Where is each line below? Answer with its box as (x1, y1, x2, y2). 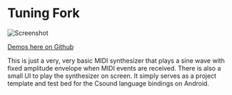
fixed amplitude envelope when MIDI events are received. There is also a (7, 64, 221, 72)
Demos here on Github (7, 42, 74, 51)
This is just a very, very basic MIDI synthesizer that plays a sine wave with (7, 56, 225, 65)
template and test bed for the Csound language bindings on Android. (7, 79, 209, 87)
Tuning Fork (7, 5, 80, 21)
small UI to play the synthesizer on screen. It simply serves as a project (7, 71, 216, 80)
